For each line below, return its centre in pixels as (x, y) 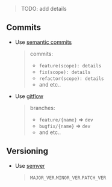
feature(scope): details (70, 66)
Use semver (30, 165)
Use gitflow (29, 96)
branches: (42, 108)
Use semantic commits (43, 42)
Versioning (27, 151)
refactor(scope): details (71, 78)
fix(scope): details (65, 72)
